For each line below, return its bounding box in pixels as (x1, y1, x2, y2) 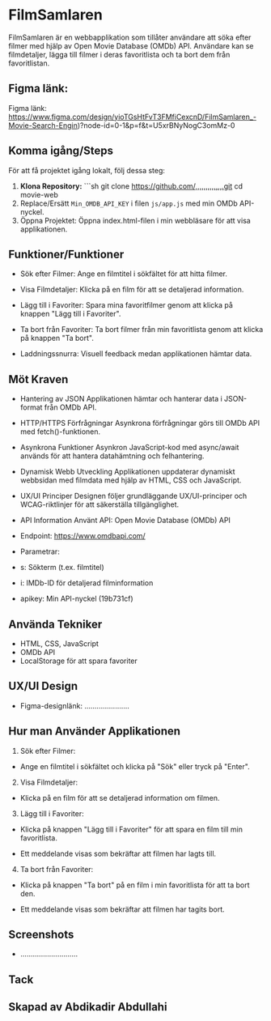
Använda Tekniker (8, 617, 103, 631)
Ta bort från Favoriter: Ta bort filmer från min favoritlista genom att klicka (19, 325, 264, 334)
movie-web (19, 189, 58, 199)
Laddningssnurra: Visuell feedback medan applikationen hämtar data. (19, 349, 252, 359)
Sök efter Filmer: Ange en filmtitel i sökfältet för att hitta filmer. (19, 269, 228, 279)
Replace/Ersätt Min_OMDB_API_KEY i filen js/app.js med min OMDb (19, 198, 239, 208)
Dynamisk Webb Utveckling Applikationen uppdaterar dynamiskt (19, 467, 236, 477)
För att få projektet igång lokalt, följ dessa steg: (8, 165, 166, 175)
